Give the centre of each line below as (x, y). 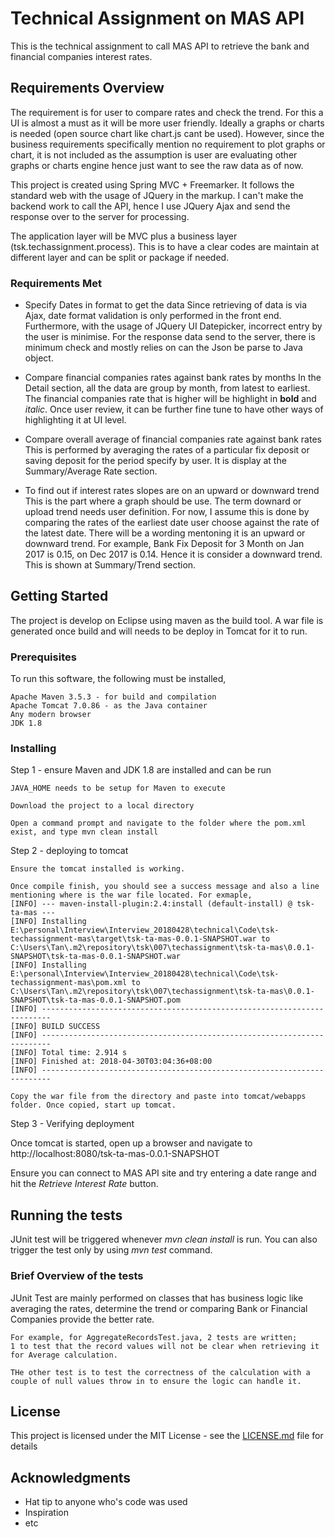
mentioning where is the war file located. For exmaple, (131, 895)
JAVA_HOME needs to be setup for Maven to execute (118, 788)
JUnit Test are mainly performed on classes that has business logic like (157, 1298)
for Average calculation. (64, 1355)
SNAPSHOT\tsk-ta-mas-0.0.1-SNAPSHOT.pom (96, 1000)
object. (39, 358)
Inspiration (46, 1513)
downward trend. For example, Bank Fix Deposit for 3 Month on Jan (164, 544)
